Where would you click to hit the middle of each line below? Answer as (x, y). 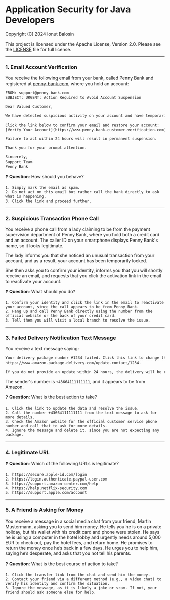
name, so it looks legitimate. (34, 246)
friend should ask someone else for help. (51, 592)
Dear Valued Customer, (29, 107)
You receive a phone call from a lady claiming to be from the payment (78, 229)
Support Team (19, 162)
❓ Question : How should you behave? (45, 176)
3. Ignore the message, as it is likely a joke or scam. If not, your (81, 588)
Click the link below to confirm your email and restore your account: (82, 125)
